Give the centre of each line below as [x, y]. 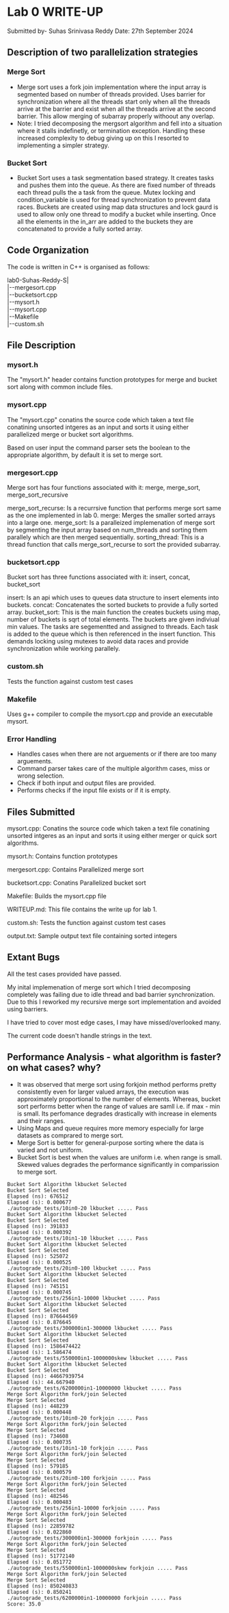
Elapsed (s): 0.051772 [39, 1562]
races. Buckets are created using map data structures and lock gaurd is [118, 207]
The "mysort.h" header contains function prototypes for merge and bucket [112, 380]
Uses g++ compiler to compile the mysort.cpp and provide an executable [110, 714]
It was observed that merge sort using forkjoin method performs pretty [117, 1084]
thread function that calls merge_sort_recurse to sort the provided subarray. [114, 545]
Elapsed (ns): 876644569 [42, 1316]
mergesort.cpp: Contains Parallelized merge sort [76, 870]
